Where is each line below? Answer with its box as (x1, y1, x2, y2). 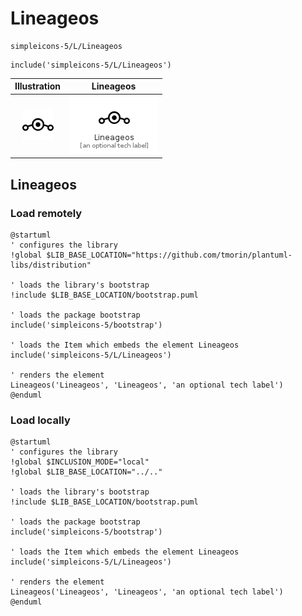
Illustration (14, 80, 62, 92)
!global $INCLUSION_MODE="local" (10, 457, 150, 467)
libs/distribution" (10, 260, 92, 270)
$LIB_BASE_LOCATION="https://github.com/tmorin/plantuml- (46, 250, 293, 260)
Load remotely (10, 206, 83, 220)
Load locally (10, 413, 71, 427)
